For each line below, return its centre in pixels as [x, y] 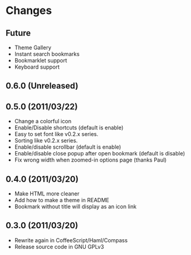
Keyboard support [37, 67]
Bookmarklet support [41, 60]
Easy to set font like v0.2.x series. [56, 134]
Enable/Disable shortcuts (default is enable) [69, 127]
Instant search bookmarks [47, 54]
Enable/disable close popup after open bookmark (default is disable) [100, 154]
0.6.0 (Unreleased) [42, 86]
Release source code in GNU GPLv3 [59, 246]
